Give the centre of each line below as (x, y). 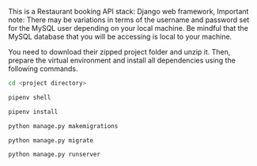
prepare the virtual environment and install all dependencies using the (122, 60)
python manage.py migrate (51, 140)
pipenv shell (30, 97)
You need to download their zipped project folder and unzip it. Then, (119, 52)
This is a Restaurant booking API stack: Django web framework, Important (128, 11)
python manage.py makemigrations (63, 126)
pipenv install (33, 111)
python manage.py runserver (55, 155)
